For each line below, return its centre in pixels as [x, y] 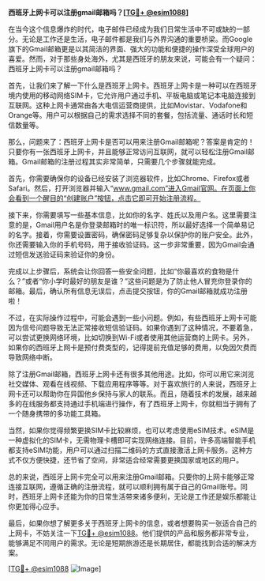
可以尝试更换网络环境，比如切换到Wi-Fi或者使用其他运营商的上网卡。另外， [131, 338]
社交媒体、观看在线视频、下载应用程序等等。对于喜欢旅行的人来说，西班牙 [129, 384]
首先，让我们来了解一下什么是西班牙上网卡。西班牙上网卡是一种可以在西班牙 [132, 85]
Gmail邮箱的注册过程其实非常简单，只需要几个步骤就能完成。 [121, 162]
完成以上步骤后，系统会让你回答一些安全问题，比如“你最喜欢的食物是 [120, 271]
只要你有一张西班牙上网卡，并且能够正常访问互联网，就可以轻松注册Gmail [128, 152]
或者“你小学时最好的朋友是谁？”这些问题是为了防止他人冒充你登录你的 [138, 281]
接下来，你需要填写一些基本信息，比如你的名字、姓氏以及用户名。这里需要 [129, 215]
